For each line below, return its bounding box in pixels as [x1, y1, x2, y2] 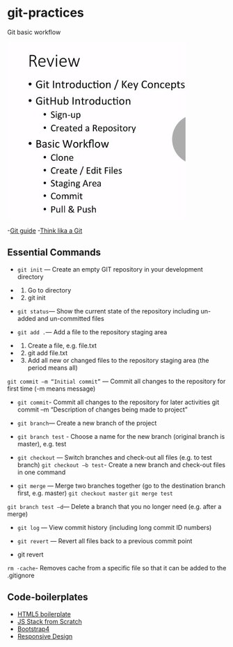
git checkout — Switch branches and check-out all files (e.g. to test [17, 453, 212, 461]
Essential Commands [7, 247, 102, 258]
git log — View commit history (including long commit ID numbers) [17, 523, 212, 531]
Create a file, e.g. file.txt [27, 341, 97, 350]
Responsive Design [17, 632, 73, 640]
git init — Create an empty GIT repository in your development [17, 265, 203, 273]
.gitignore [7, 571, 35, 579]
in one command [17, 468, 66, 476]
